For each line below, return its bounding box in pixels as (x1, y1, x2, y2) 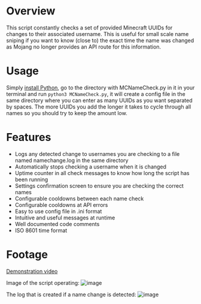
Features (6, 131, 51, 145)
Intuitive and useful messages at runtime (14, 214, 115, 221)
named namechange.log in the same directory (14, 156, 129, 164)
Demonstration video (6, 267, 58, 275)
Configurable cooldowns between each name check (14, 195, 144, 202)
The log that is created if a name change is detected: (6, 291, 136, 298)
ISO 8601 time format (14, 227, 68, 234)
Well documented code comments (14, 220, 100, 227)
